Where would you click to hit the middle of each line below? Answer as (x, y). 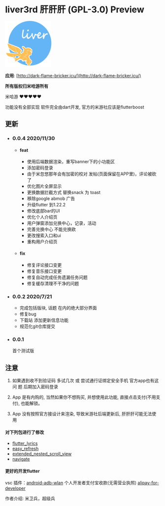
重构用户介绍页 (42, 242)
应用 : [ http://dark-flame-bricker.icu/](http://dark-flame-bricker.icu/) (73, 75)
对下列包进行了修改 (25, 432)
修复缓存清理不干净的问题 (53, 283)
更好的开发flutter (23, 471)
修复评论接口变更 (44, 265)
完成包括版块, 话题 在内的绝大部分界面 (58, 307)
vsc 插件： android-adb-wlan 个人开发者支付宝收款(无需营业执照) (71, 483)
